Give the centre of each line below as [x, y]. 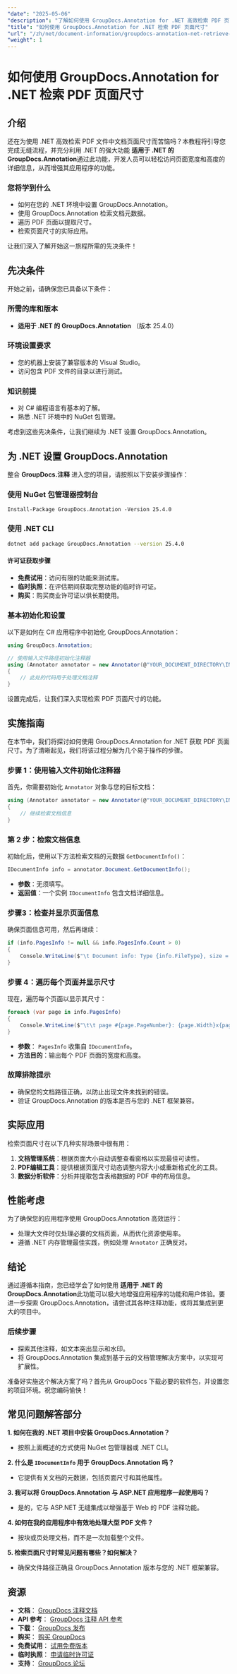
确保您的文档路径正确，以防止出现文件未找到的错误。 [95, 1092]
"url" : [17, 34]
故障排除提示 [29, 1075]
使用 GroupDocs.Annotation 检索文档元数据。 [84, 213]
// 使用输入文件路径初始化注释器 [49, 658]
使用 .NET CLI [31, 529]
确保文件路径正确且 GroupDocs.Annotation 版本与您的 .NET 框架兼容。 [120, 1567]
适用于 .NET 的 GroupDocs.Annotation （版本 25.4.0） [97, 325]
